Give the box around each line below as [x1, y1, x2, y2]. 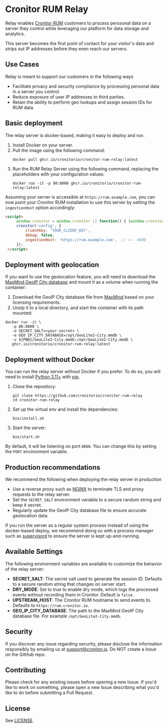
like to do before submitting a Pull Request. [5, 689, 93, 696]
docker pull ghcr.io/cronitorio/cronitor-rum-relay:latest [12, 157, 138, 162]
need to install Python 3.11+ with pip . [5, 374, 80, 380]
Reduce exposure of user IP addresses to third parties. [12, 94, 125, 100]
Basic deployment [5, 119, 63, 128]
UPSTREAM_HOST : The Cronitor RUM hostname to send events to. [12, 597, 151, 603]
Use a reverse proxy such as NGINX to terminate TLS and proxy [12, 486, 144, 492]
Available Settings [5, 547, 63, 556]
